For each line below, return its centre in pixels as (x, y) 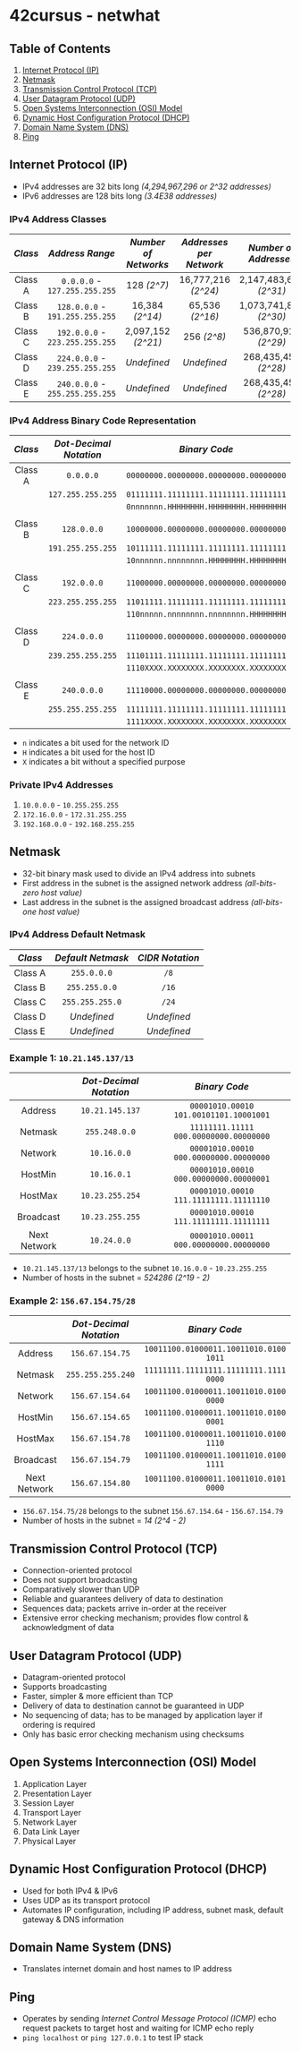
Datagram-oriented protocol (74, 1677)
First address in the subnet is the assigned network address (132, 883)
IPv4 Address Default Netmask (77, 935)
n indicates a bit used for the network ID (96, 743)
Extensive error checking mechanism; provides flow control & (135, 1618)
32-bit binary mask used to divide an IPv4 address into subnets (139, 873)
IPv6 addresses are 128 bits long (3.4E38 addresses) (119, 196)
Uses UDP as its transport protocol (86, 1900)
